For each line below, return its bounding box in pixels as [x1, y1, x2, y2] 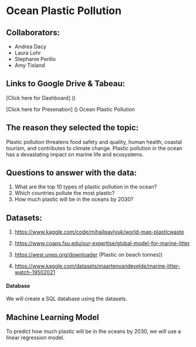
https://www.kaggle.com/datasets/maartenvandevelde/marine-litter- [14, 262, 181, 269]
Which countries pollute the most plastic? [14, 190, 115, 197]
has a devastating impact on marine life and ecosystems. [6, 151, 144, 158]
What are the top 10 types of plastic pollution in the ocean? [14, 183, 157, 190]
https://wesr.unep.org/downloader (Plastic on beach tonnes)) [14, 251, 163, 258]
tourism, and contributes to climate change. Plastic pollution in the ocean [6, 144, 183, 151]
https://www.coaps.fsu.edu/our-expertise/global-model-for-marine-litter [14, 240, 190, 247]
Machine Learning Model [6, 312, 99, 322]
